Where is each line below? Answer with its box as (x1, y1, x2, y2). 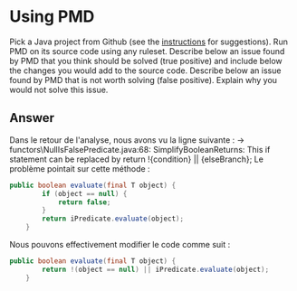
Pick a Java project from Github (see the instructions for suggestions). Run (9, 36, 288, 47)
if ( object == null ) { (42, 189, 128, 198)
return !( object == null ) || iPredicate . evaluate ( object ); (42, 265, 270, 274)
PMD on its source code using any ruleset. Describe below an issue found (9, 45, 285, 56)
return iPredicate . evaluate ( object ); (42, 214, 184, 223)
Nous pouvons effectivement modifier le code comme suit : (9, 239, 231, 249)
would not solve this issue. (9, 84, 109, 95)
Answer (9, 110, 55, 126)
